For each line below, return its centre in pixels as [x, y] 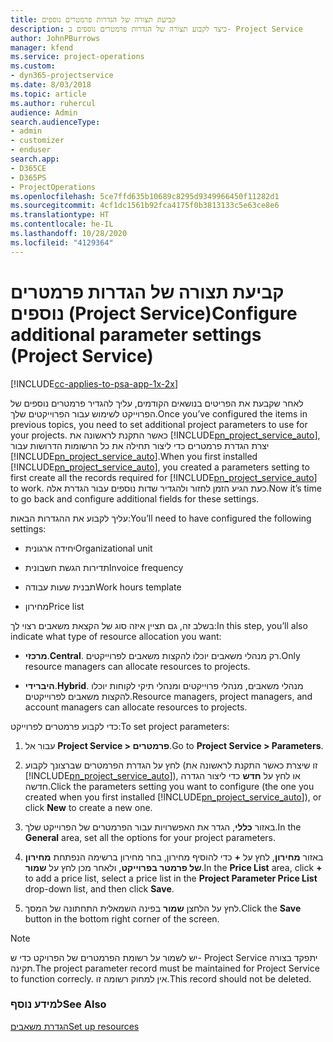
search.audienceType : [55, 122]
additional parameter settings [136, 334]
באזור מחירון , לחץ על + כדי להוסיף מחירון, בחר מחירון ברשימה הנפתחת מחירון [174, 857]
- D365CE [28, 168]
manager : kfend [42, 47]
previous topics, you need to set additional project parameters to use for [159, 424]
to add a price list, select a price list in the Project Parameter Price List [171, 878]
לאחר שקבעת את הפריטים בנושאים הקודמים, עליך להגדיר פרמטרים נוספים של [157, 403]
